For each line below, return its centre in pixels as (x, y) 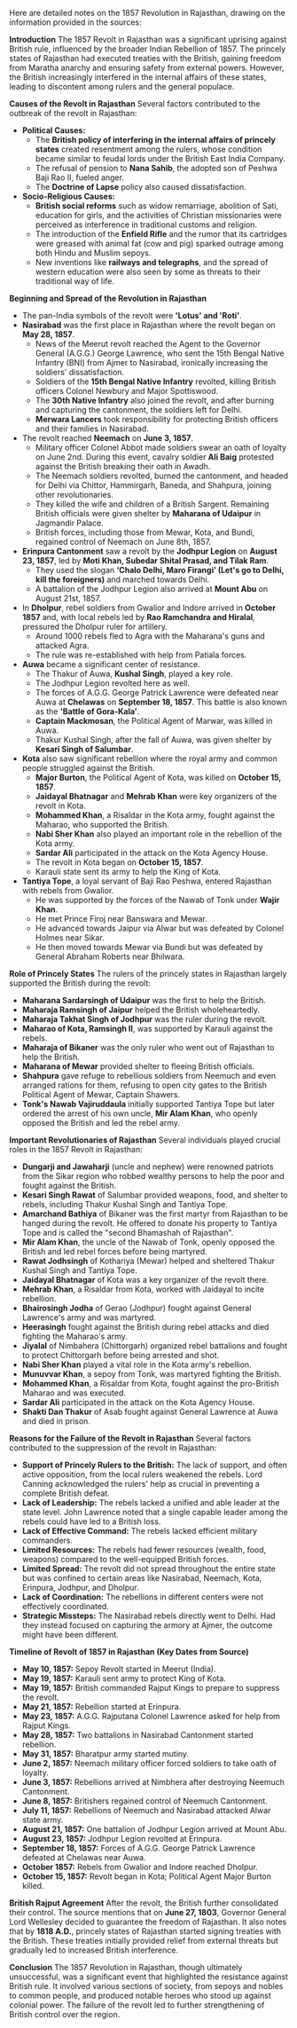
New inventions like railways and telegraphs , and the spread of (152, 262)
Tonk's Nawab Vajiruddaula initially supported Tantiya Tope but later (148, 1104)
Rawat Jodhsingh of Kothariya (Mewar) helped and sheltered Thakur (148, 1261)
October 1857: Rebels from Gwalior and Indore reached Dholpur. (140, 1867)
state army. (43, 1820)
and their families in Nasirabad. (92, 428)
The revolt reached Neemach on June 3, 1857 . (107, 438)
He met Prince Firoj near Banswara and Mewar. (121, 919)
